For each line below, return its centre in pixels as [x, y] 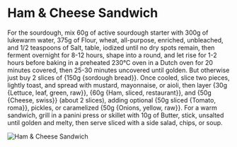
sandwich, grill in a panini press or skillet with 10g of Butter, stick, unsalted [116, 115]
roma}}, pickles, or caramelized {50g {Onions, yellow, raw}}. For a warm [112, 107]
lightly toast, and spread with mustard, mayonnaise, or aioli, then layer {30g [117, 85]
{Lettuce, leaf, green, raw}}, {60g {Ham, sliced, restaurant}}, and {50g [110, 93]
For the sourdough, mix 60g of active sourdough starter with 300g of [108, 33]
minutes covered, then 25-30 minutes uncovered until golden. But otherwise [118, 70]
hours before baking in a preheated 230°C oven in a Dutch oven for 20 [110, 62]
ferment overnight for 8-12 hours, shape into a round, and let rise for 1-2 [112, 55]
